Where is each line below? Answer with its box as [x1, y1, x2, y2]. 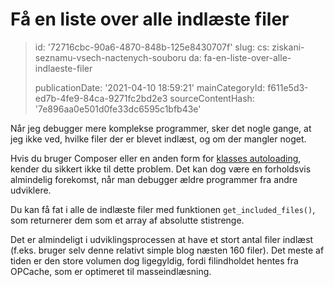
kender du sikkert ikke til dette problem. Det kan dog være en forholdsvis [10, 163, 312, 175]
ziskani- [271, 41, 305, 53]
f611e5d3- [267, 81, 309, 93]
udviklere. [10, 184, 52, 196]
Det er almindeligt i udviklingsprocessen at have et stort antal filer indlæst [10, 233, 314, 245]
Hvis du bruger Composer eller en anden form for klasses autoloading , [10, 152, 302, 164]
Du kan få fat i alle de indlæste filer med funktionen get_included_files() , [10, 203, 316, 215]
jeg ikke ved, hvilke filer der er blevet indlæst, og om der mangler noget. [10, 133, 307, 145]
